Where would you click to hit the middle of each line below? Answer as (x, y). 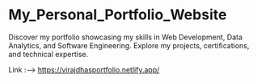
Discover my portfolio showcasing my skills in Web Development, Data (126, 37)
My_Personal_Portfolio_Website (118, 15)
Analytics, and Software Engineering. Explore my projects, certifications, (129, 45)
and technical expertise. (48, 54)
